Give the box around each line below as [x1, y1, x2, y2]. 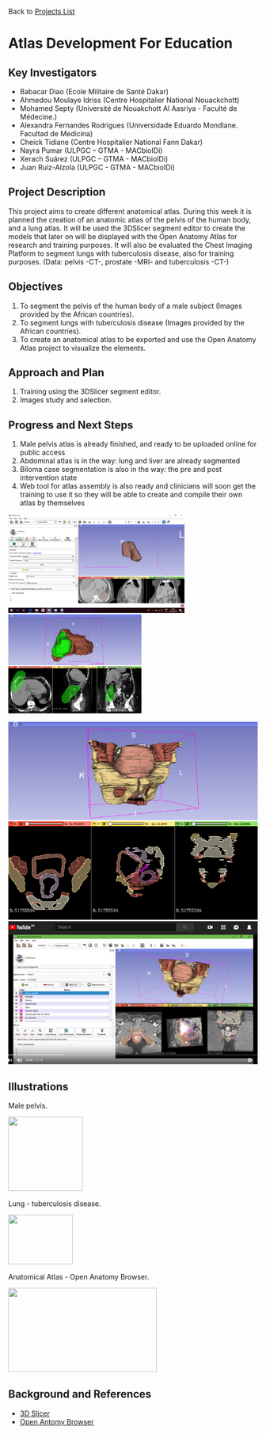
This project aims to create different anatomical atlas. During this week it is [8, 206, 252, 216]
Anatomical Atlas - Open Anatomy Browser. [8, 1272, 150, 1282]
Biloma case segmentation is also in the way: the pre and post [19, 465, 222, 474]
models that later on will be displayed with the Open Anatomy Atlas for [8, 231, 237, 241]
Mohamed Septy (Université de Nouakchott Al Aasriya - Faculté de [19, 104, 237, 113]
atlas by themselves [19, 498, 85, 508]
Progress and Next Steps [8, 418, 134, 432]
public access [19, 447, 66, 458]
